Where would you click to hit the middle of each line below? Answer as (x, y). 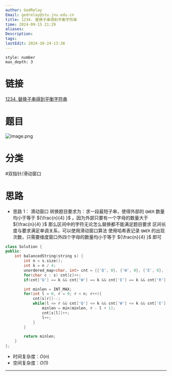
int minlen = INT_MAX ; (48, 289)
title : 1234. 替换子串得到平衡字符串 (41, 19)
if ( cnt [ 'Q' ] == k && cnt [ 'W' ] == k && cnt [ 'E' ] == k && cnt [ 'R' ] (95, 280)
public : (14, 252)
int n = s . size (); (43, 261)
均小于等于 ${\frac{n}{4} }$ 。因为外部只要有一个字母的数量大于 (80, 218)
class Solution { (24, 246)
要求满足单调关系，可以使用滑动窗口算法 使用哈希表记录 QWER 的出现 (93, 231)
